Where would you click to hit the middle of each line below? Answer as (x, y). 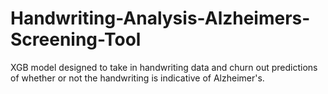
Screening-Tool (76, 39)
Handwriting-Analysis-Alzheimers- (160, 18)
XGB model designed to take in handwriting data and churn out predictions (164, 67)
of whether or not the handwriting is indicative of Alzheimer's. (137, 78)
